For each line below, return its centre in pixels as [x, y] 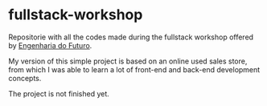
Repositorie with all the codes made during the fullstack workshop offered [131, 37]
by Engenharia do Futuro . [50, 45]
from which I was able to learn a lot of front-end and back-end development [134, 69]
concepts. [25, 78]
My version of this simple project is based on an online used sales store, [128, 61]
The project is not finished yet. [59, 93]
